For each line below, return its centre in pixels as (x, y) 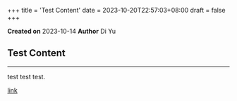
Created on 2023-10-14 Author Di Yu (62, 31)
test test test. (26, 76)
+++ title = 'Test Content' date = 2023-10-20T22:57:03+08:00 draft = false (116, 10)
